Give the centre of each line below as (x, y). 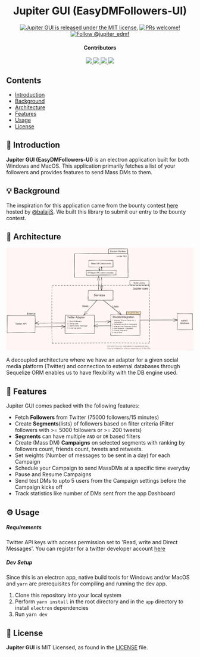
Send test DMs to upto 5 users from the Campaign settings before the (100, 481)
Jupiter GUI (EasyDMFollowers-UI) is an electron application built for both (98, 159)
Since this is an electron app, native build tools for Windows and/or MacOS (98, 578)
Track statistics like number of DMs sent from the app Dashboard (95, 493)
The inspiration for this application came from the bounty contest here (92, 205)
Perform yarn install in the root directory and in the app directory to (99, 602)
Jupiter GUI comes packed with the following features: (73, 406)
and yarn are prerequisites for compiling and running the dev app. (87, 584)
